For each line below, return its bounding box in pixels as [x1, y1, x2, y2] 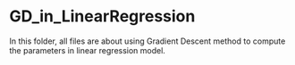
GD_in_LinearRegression [9, 6, 196, 27]
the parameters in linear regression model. [9, 45, 165, 55]
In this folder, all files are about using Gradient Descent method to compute [9, 36, 286, 46]
